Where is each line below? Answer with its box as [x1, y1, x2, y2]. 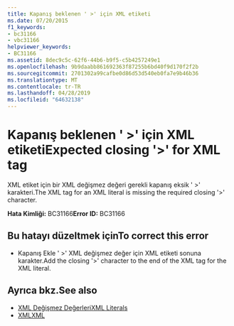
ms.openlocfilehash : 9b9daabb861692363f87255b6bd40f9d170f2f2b [7, 63, 199, 70]
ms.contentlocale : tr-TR [7, 83, 81, 90]
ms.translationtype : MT [7, 76, 78, 84]
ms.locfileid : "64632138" [7, 97, 84, 104]
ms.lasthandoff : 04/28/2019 [7, 89, 91, 97]
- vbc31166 [7, 37, 40, 44]
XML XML [17, 310, 46, 320]
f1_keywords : [7, 23, 46, 31]
